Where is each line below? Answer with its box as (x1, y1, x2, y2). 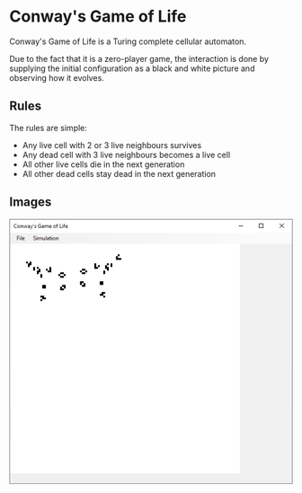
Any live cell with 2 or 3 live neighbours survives (22, 139, 202, 150)
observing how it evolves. (9, 72, 105, 83)
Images (9, 195, 52, 210)
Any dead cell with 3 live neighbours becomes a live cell (22, 149, 231, 160)
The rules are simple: (9, 122, 88, 133)
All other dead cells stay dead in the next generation (22, 168, 217, 179)
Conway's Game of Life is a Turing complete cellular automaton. (9, 36, 247, 47)
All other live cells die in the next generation (22, 159, 185, 170)
